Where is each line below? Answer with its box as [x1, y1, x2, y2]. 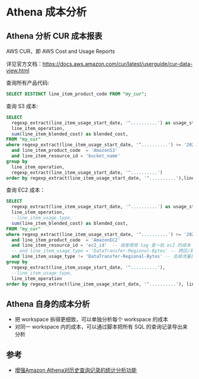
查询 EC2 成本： [6, 186, 46, 193]
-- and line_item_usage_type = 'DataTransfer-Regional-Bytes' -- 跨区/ [11, 248, 191, 254]
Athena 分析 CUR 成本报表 [6, 31, 102, 41]
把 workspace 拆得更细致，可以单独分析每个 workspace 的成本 [14, 316, 169, 323]
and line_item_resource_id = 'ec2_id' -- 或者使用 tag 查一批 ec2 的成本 [11, 243, 191, 249]
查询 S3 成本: [6, 102, 38, 110]
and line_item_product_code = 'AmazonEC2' [11, 237, 120, 243]
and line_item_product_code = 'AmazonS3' [11, 148, 118, 154]
